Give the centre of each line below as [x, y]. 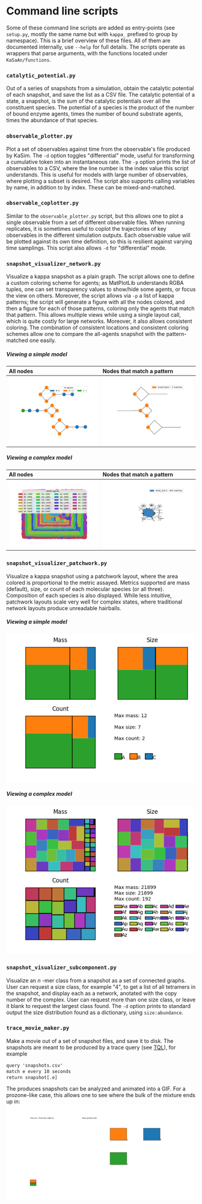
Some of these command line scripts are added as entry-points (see [91, 28]
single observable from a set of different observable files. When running [96, 222]
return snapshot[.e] [32, 1077]
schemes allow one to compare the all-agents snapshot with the [86, 334]
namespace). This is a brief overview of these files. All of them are [88, 40]
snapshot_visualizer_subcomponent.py [62, 968]
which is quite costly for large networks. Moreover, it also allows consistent [99, 321]
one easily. [42, 340]
